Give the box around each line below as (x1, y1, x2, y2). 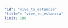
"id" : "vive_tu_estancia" (4, 7, 57, 12)
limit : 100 (4, 16, 27, 20)
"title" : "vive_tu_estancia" (4, 11, 64, 16)
